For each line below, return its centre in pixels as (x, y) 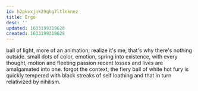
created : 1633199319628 (36, 34)
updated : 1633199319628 (36, 28)
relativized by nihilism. (33, 82)
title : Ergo (21, 17)
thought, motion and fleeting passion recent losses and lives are (85, 63)
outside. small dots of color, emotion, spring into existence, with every (92, 57)
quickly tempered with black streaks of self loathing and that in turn (89, 76)
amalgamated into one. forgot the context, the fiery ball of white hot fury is (98, 69)
